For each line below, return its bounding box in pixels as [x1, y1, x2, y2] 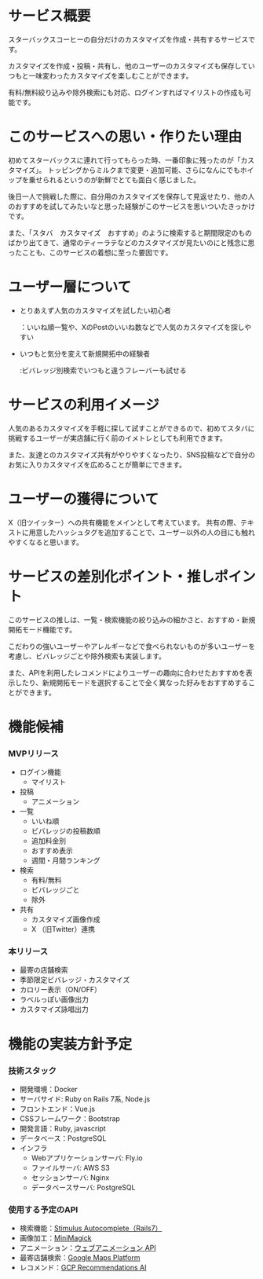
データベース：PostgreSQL [19, 1133, 107, 1143]
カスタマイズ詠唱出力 [19, 1005, 89, 1014]
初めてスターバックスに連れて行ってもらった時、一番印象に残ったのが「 [8, 155, 241, 165]
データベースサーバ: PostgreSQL [31, 1182, 136, 1192]
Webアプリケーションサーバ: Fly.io [31, 1153, 143, 1163]
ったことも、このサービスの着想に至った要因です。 [8, 247, 173, 257]
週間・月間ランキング [31, 856, 100, 865]
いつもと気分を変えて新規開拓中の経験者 [19, 349, 151, 358]
